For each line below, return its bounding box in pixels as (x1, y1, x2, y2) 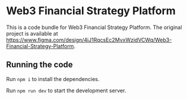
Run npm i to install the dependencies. (6, 75, 100, 82)
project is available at (6, 30, 58, 37)
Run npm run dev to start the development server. (6, 87, 126, 94)
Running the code (6, 60, 73, 70)
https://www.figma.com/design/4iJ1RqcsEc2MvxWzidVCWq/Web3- (6, 36, 172, 43)
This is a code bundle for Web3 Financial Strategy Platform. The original (6, 24, 182, 31)
